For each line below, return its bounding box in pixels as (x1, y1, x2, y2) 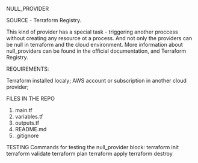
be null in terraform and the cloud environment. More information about (6, 41, 184, 48)
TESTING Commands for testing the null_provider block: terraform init (6, 144, 179, 150)
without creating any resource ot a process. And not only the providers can (6, 35, 193, 41)
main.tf (14, 107, 33, 113)
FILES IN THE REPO (6, 95, 55, 102)
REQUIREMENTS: (6, 65, 49, 73)
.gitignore (14, 132, 39, 139)
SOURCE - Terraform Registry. (6, 17, 82, 23)
